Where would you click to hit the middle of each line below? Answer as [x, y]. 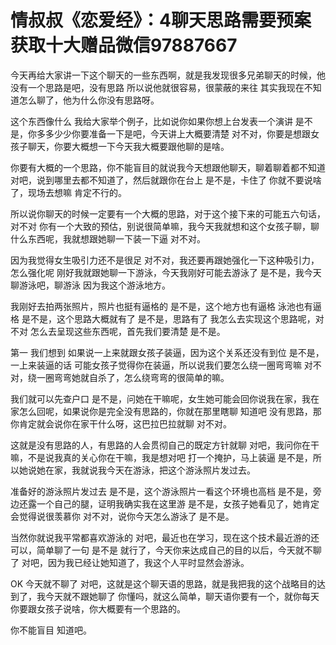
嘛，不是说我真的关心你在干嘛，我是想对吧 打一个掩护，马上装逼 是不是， [161, 457]
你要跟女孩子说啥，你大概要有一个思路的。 [98, 608]
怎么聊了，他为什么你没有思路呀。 [89, 100]
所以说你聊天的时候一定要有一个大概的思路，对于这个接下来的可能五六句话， [168, 213]
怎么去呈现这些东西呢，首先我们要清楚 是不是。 [127, 331]
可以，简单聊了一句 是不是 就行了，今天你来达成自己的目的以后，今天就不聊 [166, 550]
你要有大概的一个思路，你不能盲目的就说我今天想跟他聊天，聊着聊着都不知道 [168, 167]
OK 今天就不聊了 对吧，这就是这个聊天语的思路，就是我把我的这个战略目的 [163, 583]
